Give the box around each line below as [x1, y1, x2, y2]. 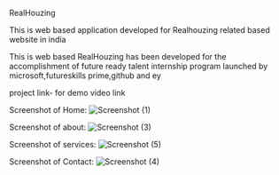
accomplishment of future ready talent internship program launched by [9, 61, 268, 71]
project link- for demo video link [9, 88, 126, 98]
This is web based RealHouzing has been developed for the [9, 52, 227, 61]
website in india [9, 35, 66, 44]
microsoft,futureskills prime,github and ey [9, 70, 162, 81]
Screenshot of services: [9, 139, 97, 149]
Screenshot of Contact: [9, 156, 95, 167]
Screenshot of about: [9, 122, 87, 132]
